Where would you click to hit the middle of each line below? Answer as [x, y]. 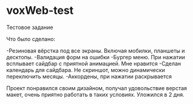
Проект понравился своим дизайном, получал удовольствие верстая [96, 88]
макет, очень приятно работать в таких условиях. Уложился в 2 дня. [96, 94]
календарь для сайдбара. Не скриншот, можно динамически [86, 70]
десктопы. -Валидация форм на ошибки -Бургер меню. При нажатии [96, 57]
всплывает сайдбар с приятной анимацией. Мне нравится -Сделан [94, 63]
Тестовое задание [30, 27]
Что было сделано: [31, 39]
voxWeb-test [40, 11]
